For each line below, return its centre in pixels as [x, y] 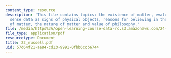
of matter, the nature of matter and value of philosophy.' [75, 24]
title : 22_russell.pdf [29, 43]
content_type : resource [31, 10]
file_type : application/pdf [35, 33]
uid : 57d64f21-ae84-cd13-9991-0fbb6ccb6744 [52, 47]
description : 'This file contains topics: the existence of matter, [79, 15]
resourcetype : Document [31, 38]
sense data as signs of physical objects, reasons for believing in [84, 19]
